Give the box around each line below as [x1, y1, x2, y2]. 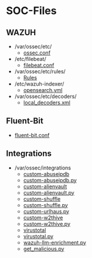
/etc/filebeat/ [14, 56, 46, 62]
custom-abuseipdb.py [23, 176, 77, 184]
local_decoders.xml [23, 99, 71, 106]
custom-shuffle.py [23, 201, 69, 209]
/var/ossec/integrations [14, 164, 71, 171]
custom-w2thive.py [23, 220, 71, 227]
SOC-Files [6, 4, 57, 18]
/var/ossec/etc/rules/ [14, 68, 66, 74]
